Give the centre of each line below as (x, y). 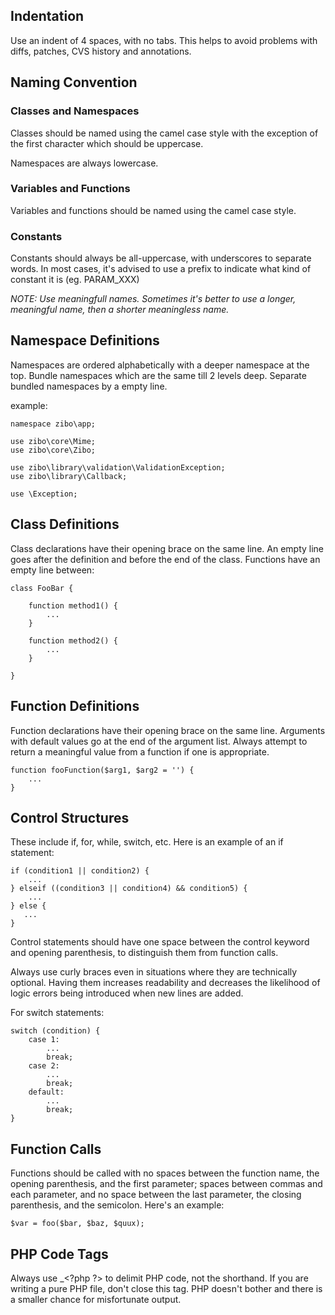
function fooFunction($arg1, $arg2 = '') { (102, 770)
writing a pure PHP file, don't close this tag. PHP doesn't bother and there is (166, 1288)
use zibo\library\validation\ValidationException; (118, 467)
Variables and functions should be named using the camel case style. (153, 210)
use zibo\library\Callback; (69, 476)
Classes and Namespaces (75, 111)
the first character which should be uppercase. (107, 143)
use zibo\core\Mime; (53, 441)
